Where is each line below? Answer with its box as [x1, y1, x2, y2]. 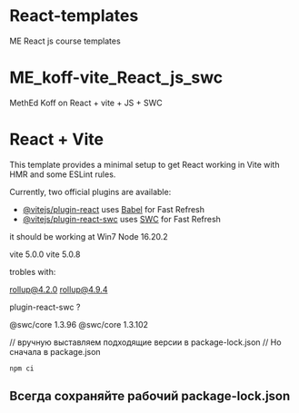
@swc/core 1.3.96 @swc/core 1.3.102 [9, 319, 148, 329]
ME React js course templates [9, 35, 121, 46]
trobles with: [9, 266, 56, 277]
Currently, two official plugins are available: [9, 186, 172, 197]
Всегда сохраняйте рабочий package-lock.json [9, 388, 291, 404]
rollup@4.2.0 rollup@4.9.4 [9, 283, 108, 295]
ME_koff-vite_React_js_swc [9, 67, 224, 88]
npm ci [9, 364, 35, 373]
